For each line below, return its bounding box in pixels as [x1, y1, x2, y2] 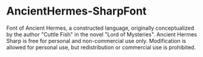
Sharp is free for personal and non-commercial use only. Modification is [6, 37, 187, 44]
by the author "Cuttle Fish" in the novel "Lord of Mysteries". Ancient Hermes [6, 30, 198, 38]
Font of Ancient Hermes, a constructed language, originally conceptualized [6, 24, 194, 32]
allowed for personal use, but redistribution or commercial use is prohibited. [6, 44, 196, 51]
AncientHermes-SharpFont [6, 4, 147, 18]
